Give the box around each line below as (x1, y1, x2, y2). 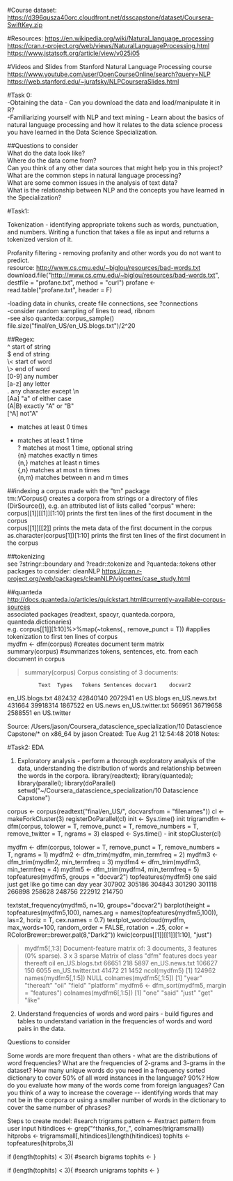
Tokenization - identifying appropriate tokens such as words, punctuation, (7, 220, 219, 229)
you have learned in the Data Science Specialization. (7, 128, 158, 136)
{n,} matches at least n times (17, 458, 100, 467)
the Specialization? (7, 193, 62, 202)
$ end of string (7, 350, 50, 358)
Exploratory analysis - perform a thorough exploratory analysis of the (17, 757, 216, 765)
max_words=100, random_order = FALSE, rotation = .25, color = (7, 924, 189, 931)
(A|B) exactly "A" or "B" (7, 402, 74, 410)
